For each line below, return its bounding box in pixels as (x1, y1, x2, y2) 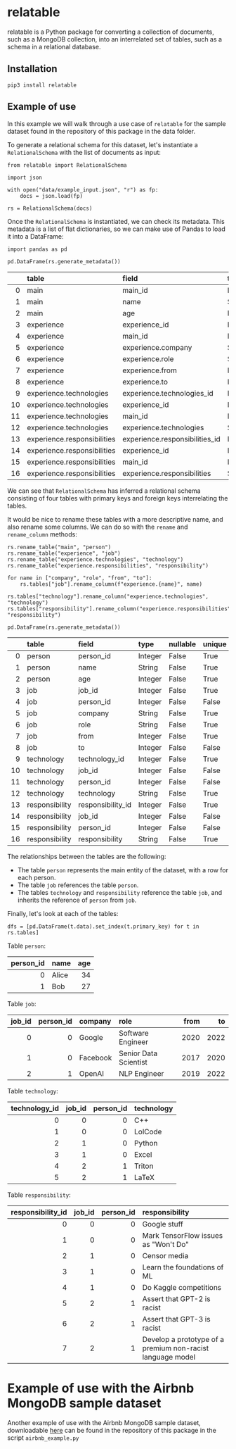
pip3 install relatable (7, 82, 77, 89)
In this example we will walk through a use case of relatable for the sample (7, 119, 226, 127)
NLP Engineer (118, 1068, 164, 1078)
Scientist (118, 1057, 147, 1067)
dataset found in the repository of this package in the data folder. (7, 127, 195, 135)
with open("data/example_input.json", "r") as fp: (7, 186, 159, 194)
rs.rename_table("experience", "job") (7, 550, 121, 557)
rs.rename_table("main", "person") (7, 544, 112, 551)
